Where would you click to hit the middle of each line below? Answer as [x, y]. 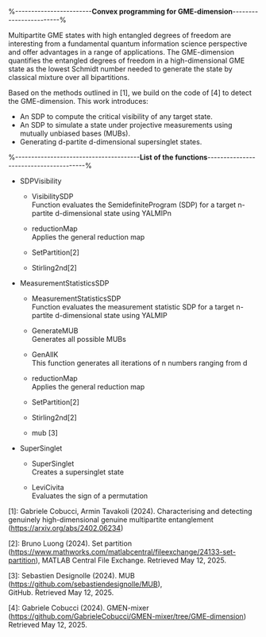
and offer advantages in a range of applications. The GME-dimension [121, 52]
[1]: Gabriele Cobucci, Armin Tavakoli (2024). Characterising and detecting [130, 511]
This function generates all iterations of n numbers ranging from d [139, 363]
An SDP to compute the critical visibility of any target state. [116, 117]
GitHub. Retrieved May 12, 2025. [61, 593]
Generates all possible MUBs [79, 339]
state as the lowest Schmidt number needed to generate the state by [120, 69]
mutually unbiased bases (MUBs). [75, 133]
